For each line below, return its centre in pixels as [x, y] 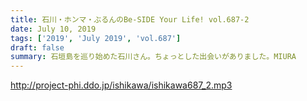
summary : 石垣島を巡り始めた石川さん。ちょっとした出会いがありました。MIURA [153, 57]
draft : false [37, 47]
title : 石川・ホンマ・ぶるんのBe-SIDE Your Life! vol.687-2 [130, 19]
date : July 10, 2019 [53, 29]
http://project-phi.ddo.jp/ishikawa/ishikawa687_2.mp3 [121, 85]
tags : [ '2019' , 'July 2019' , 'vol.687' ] [96, 38]
